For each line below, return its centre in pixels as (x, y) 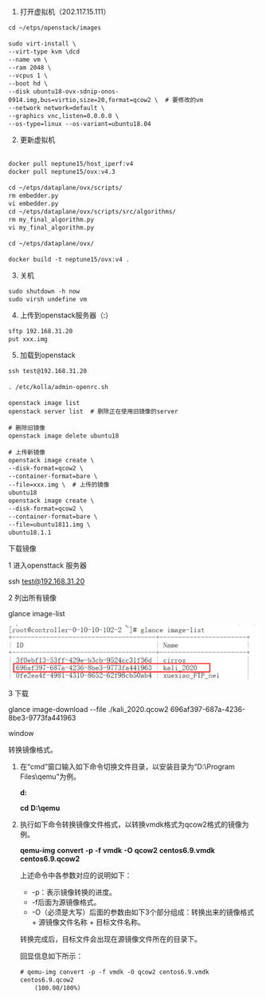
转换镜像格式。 (33, 749)
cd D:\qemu (40, 808)
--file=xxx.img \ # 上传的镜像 (59, 485)
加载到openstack (47, 355)
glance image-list (37, 614)
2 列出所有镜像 (33, 598)
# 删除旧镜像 (27, 428)
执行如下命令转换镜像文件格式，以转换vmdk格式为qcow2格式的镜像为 (134, 824)
